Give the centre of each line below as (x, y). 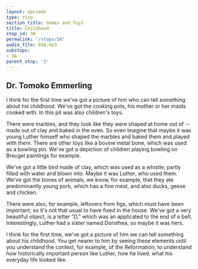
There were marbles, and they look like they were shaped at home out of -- (98, 124)
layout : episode (26, 12)
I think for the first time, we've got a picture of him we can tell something (95, 234)
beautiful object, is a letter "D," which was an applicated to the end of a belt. (99, 217)
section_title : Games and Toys (45, 23)
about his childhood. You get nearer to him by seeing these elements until (96, 241)
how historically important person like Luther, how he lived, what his (89, 254)
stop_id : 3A (21, 34)
